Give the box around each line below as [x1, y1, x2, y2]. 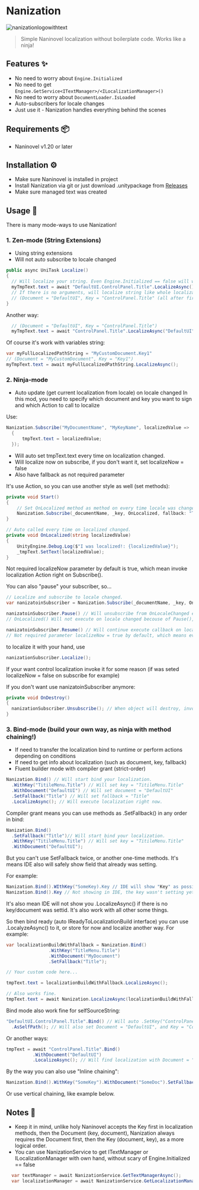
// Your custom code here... [6, 969, 78, 975]
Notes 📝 [6, 1107, 36, 1118]
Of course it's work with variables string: [6, 339, 105, 346]
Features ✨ [6, 59, 48, 69]
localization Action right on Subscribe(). [6, 571, 103, 578]
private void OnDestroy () [6, 695, 70, 701]
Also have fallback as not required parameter [14, 471, 125, 478]
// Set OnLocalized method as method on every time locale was [17, 505, 176, 511]
